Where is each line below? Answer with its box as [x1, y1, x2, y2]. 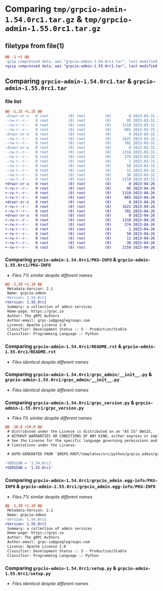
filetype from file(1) [5, 41, 65, 50]
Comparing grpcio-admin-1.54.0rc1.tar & [5, 77, 132, 86]
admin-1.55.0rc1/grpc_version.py [5, 405, 84, 411]
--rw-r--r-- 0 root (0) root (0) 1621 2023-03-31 [5, 136, 155, 141]
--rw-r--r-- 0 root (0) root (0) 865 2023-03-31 [5, 127, 155, 132]
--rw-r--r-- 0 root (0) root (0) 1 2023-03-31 [5, 159, 155, 164]
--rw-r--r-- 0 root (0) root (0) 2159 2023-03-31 [5, 177, 155, 182]
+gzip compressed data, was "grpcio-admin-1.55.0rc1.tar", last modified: [5, 63, 160, 69]
